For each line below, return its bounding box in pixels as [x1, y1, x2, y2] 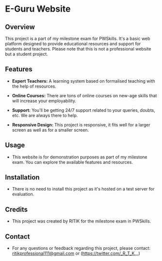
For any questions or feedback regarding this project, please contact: [12, 245, 151, 251]
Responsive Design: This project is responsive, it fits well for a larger [12, 122, 150, 127]
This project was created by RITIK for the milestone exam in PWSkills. [12, 218, 151, 224]
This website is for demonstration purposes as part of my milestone [12, 154, 147, 160]
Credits [5, 205, 28, 213]
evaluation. [12, 191, 34, 197]
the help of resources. [12, 83, 57, 89]
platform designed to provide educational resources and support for [5, 41, 141, 47]
